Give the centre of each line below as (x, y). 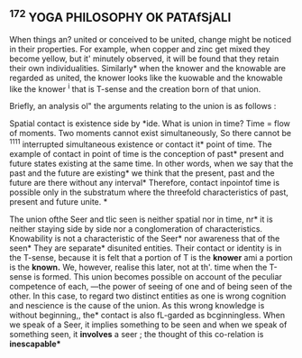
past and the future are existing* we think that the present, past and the (142, 173)
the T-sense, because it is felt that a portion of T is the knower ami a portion (151, 258)
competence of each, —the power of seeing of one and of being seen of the (151, 287)
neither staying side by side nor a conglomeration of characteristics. (136, 229)
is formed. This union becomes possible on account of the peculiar (158, 277)
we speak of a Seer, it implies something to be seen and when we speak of (148, 325)
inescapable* (35, 344)
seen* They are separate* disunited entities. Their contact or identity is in (146, 248)
